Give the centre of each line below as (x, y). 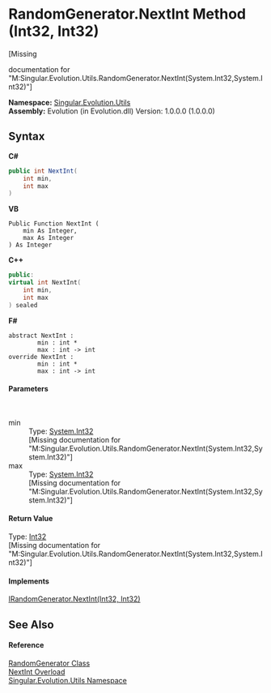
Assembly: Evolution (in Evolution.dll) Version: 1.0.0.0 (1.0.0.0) (112, 111)
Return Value (31, 519)
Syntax (27, 137)
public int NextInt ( (43, 171)
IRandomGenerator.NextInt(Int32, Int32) (74, 599)
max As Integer (49, 238)
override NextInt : (41, 357)
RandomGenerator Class (49, 663)
